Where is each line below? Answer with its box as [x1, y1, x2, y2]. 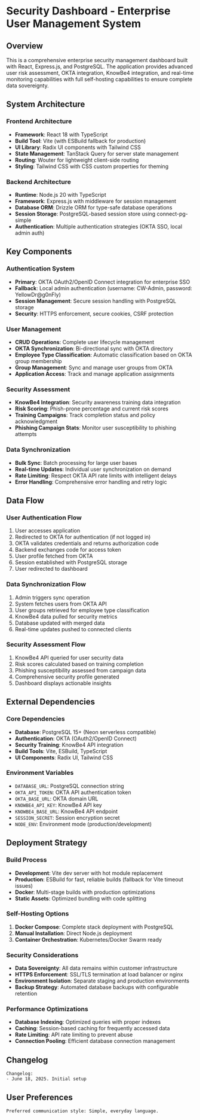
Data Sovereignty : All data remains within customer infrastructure [14, 964, 178, 972]
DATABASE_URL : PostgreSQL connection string [14, 782, 124, 789]
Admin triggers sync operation [14, 594, 90, 601]
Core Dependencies [6, 715, 66, 723]
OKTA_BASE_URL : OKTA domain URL [14, 795, 99, 802]
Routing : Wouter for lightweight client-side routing [14, 156, 139, 163]
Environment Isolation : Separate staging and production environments [14, 977, 190, 985]
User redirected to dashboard [14, 565, 88, 573]
